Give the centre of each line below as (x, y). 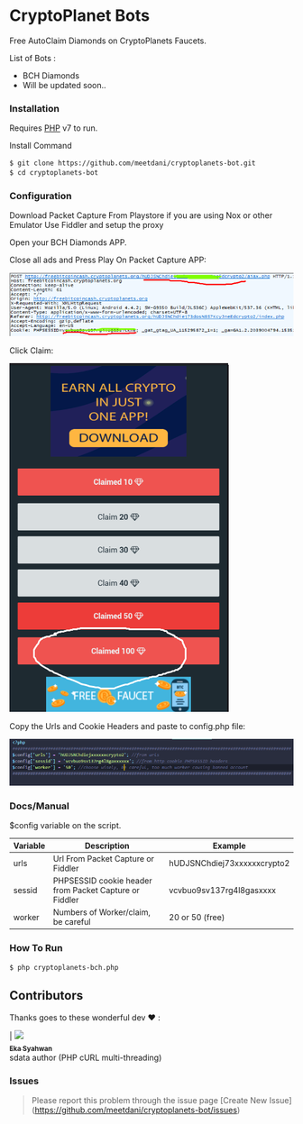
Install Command (41, 146)
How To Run (36, 947)
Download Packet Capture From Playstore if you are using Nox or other (141, 215)
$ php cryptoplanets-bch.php (64, 968)
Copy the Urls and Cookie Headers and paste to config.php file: (128, 726)
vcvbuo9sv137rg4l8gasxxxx (223, 891)
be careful (72, 922)
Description (107, 845)
